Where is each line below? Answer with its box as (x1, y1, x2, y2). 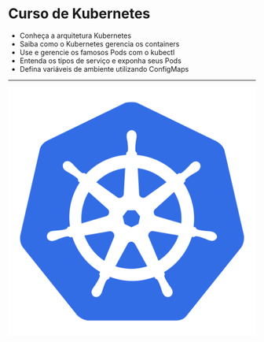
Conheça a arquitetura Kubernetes (19, 31, 132, 40)
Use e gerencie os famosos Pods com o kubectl (19, 47, 175, 57)
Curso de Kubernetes (8, 5, 151, 23)
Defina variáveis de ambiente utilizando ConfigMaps (19, 64, 189, 73)
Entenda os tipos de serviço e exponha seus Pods (19, 56, 182, 65)
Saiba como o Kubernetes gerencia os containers (19, 39, 180, 48)
